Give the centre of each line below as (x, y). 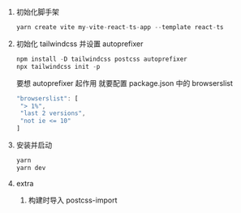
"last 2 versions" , (53, 113)
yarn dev (31, 168)
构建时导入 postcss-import (73, 200)
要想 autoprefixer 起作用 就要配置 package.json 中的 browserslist (125, 83)
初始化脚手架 (37, 12)
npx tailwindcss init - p (58, 66)
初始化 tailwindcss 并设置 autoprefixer (80, 44)
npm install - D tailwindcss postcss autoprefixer (102, 59)
